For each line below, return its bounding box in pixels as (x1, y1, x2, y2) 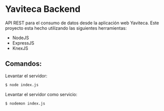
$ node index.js (5, 82, 39, 87)
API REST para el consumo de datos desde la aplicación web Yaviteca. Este (5, 20, 160, 26)
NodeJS (12, 35, 29, 41)
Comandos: (5, 59, 42, 68)
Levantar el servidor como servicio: (5, 91, 78, 97)
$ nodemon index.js (5, 101, 46, 106)
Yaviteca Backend (5, 3, 81, 15)
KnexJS (12, 45, 28, 51)
